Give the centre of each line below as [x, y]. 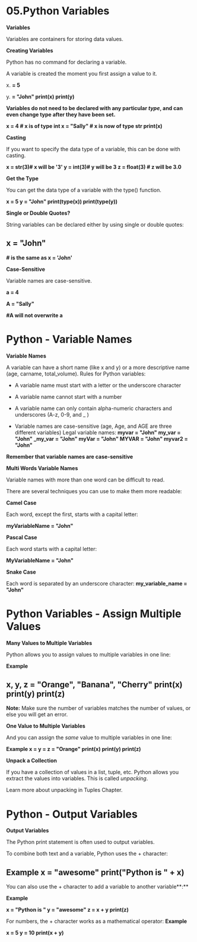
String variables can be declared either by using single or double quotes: [95, 224]
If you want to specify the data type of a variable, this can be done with [93, 149]
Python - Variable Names [69, 339]
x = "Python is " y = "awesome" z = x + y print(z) [67, 910]
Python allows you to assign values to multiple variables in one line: [88, 654]
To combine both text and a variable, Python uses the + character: [87, 854]
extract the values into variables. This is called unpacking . [77, 778]
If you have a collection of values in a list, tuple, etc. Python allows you [93, 772]
